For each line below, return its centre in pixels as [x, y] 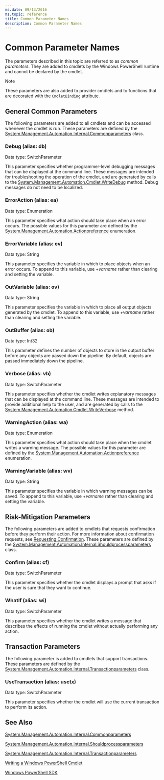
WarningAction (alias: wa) [37, 422]
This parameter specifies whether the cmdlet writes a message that [73, 621]
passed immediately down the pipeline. [45, 361]
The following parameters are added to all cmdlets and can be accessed [78, 123]
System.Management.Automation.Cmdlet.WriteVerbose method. [70, 409]
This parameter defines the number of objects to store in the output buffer [80, 350]
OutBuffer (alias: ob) [30, 331]
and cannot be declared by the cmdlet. [44, 72]
